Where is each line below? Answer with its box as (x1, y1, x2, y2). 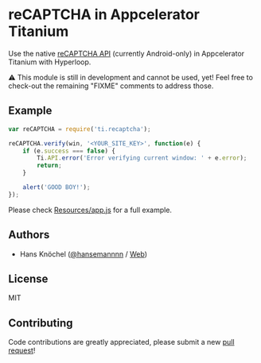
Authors (8, 228, 50, 241)
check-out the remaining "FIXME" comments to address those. (8, 81, 214, 91)
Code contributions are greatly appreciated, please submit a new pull (8, 338, 235, 347)
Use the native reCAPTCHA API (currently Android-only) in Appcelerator (8, 48, 245, 58)
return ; (37, 161, 62, 170)
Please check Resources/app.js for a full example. (8, 205, 173, 214)
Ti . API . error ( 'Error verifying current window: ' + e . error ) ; (37, 154, 247, 162)
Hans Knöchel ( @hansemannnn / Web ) (19, 249, 148, 259)
